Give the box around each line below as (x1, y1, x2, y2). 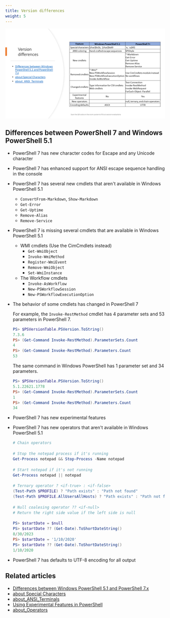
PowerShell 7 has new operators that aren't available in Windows (12, 425, 149, 431)
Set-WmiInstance (27, 270, 62, 276)
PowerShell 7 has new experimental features (12, 415, 106, 421)
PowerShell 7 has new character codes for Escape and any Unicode (12, 150, 155, 156)
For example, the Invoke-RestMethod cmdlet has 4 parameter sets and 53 (12, 311, 165, 317)
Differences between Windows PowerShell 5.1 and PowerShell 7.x (12, 585, 149, 591)
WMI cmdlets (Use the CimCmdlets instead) (20, 242, 112, 249)
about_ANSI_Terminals (12, 596, 60, 602)
